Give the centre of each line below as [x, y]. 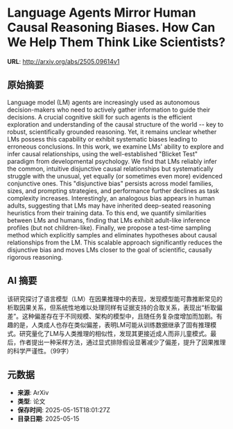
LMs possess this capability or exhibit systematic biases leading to [102, 139]
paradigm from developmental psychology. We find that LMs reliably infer [112, 161]
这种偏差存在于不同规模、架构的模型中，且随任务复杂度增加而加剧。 [119, 316]
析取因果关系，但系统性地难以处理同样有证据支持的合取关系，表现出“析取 [112, 308]
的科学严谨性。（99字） [40, 351]
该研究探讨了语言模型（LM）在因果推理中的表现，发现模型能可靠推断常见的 [115, 298]
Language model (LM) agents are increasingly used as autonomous [103, 102]
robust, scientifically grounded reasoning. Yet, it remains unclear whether [112, 132]
